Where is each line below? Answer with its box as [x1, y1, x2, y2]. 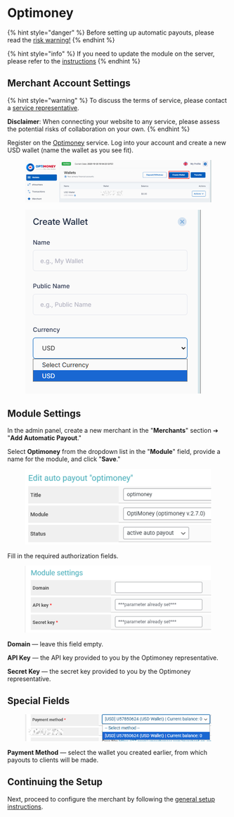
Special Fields [7, 695, 70, 707]
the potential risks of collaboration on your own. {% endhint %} [7, 125, 190, 133]
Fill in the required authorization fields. [7, 552, 119, 560]
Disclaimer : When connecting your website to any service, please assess [7, 117, 220, 125]
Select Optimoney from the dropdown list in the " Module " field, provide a [7, 448, 221, 456]
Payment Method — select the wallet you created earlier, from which [7, 749, 208, 757]
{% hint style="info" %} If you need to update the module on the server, [7, 49, 215, 58]
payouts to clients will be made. [7, 756, 99, 764]
